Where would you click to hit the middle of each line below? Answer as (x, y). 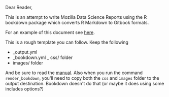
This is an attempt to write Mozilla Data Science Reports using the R (76, 17)
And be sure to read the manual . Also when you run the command (74, 73)
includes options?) (25, 89)
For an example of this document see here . (50, 32)
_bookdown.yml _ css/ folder (42, 57)
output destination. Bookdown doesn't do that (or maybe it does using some (85, 84)
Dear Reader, (19, 7)
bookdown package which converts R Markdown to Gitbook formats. (77, 23)
